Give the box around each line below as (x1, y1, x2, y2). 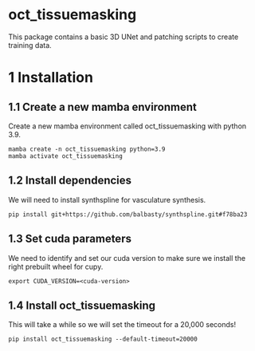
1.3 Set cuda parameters (8, 232, 131, 246)
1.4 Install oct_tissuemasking (8, 298, 156, 312)
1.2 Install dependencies (8, 174, 132, 187)
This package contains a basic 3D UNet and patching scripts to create (8, 32, 239, 41)
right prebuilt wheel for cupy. (8, 262, 104, 271)
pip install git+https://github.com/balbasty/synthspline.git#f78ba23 (8, 210, 248, 219)
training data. (8, 40, 52, 49)
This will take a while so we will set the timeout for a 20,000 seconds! (8, 320, 237, 329)
